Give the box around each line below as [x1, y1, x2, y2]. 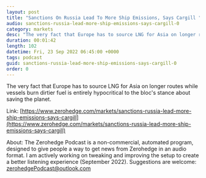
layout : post [6, 9, 40, 15]
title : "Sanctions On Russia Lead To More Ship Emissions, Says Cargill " [6, 15, 202, 21]
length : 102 [6, 43, 37, 50]
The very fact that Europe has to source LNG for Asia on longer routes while [6, 83, 198, 90]
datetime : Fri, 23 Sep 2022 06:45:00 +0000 [6, 49, 120, 55]
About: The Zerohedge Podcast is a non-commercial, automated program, [6, 139, 194, 146]
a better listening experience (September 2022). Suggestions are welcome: [6, 158, 197, 166]
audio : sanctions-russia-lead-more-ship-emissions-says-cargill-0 [6, 20, 180, 26]
